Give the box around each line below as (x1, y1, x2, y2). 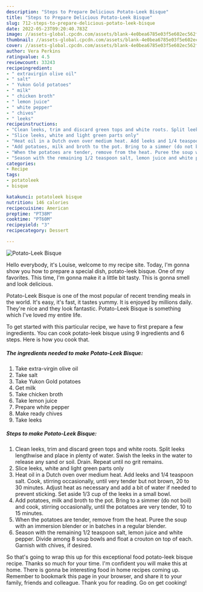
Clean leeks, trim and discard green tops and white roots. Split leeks (14, 445, 185, 452)
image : (6, 31, 23, 37)
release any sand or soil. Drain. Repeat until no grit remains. (14, 458, 164, 465)
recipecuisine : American (6, 205, 69, 211)
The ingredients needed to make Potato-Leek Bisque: (6, 350, 143, 357)
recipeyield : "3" (6, 222, 50, 228)
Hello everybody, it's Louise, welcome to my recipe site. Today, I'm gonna (6, 261, 190, 268)
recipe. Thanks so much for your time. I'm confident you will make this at (6, 559, 187, 567)
